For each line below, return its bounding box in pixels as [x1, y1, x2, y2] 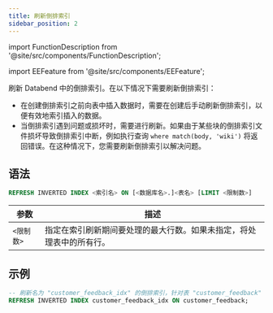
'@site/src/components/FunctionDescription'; [8, 50, 161, 60]
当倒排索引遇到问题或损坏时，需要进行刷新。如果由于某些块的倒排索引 [19, 120, 256, 130]
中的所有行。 [60, 237, 110, 248]
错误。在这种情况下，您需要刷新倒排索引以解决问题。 [27, 141, 206, 150]
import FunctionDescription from [8, 41, 118, 51]
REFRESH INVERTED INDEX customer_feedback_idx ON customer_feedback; [8, 296, 249, 305]
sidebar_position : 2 [8, 20, 79, 28]
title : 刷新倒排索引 [8, 11, 71, 20]
